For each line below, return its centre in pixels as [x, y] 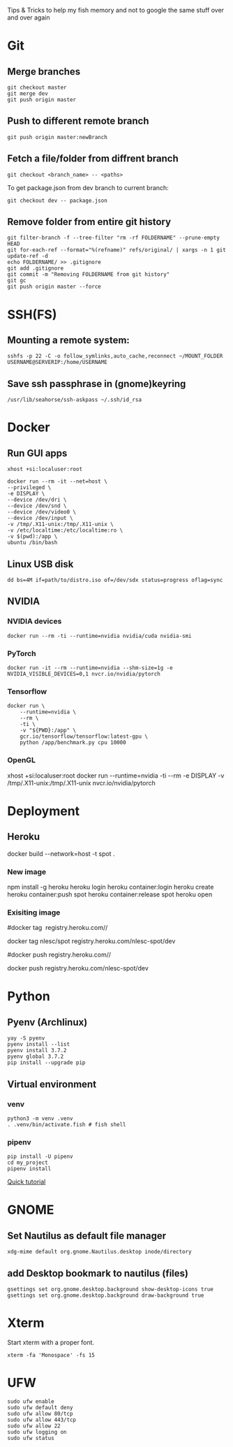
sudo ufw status [31, 1438]
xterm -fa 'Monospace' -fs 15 [51, 1355]
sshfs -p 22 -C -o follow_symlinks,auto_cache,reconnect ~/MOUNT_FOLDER [115, 356]
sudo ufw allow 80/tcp [40, 1413]
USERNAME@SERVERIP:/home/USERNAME [58, 363]
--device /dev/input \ [40, 518]
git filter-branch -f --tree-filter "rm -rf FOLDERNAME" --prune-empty [113, 238]
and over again [29, 17]
